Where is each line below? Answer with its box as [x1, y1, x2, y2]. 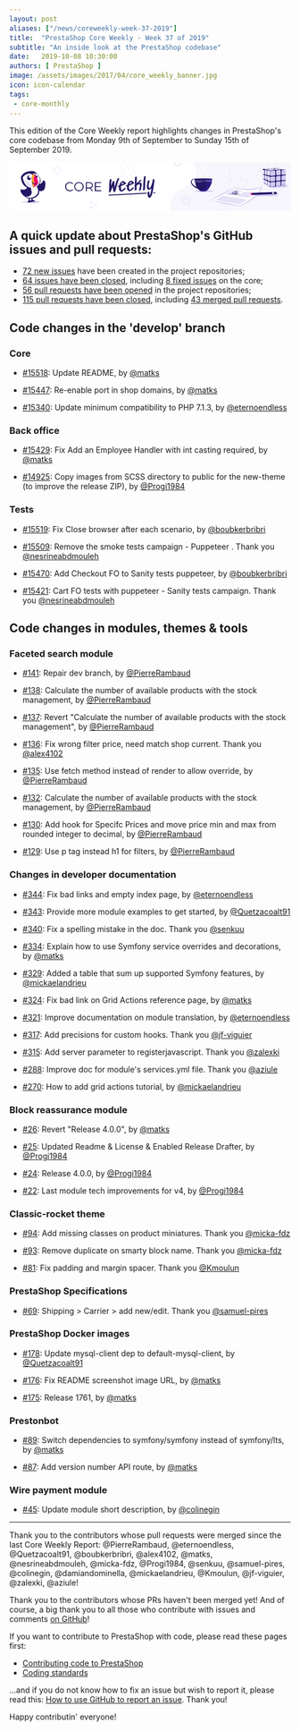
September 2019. [9, 144, 72, 155]
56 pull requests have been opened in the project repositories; [21, 284, 252, 295]
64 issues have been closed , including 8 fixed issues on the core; [21, 276, 263, 286]
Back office [9, 424, 60, 437]
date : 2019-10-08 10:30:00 [9, 52, 118, 62]
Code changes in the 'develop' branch [9, 320, 226, 335]
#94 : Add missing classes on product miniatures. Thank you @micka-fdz [21, 1228, 291, 1239]
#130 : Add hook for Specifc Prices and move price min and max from [21, 819, 277, 830]
